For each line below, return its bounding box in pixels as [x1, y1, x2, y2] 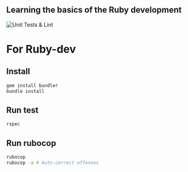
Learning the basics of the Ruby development [6, 5, 182, 15]
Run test [6, 105, 39, 115]
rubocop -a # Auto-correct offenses [6, 159, 99, 166]
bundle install [6, 88, 45, 94]
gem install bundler [6, 82, 59, 89]
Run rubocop [6, 138, 56, 148]
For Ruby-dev [6, 43, 76, 56]
